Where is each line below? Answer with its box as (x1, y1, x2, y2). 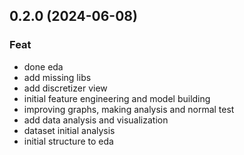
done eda (23, 60, 64, 73)
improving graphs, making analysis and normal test (23, 103, 235, 115)
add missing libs (23, 71, 92, 83)
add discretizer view (23, 82, 108, 94)
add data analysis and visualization (23, 114, 169, 126)
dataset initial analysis (23, 124, 116, 136)
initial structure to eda (23, 135, 114, 147)
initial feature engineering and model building (23, 92, 211, 104)
